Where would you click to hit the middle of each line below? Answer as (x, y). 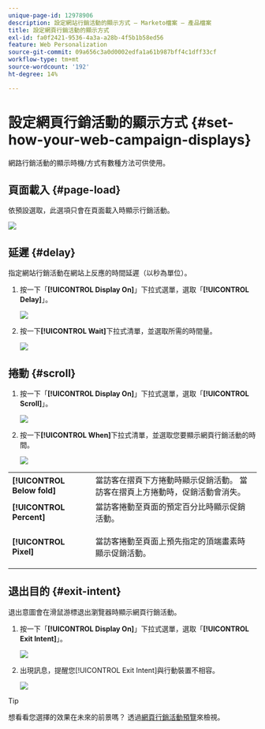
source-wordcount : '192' (49, 67)
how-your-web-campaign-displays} (130, 140)
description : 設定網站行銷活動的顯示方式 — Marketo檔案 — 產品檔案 (110, 23)
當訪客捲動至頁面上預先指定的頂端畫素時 (170, 541)
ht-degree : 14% (33, 74)
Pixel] (23, 551)
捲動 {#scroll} (42, 373)
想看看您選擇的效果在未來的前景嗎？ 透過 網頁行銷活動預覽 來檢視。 (116, 717)
